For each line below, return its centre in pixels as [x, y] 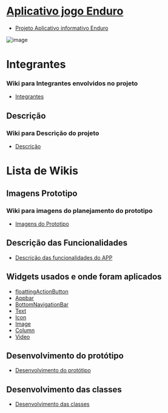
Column [25, 330]
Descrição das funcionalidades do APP [64, 257]
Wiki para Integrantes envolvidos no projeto [72, 83]
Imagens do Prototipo [42, 224]
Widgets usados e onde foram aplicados [84, 277]
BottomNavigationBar [42, 304]
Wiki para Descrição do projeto [53, 133]
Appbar [25, 298]
